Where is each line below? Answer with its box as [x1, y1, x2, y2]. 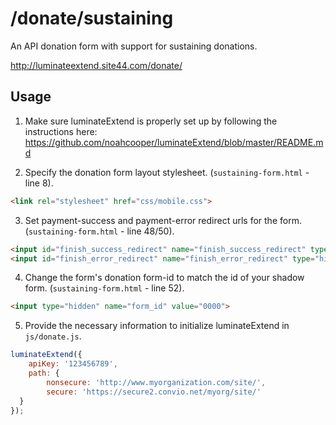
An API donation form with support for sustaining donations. [10, 40, 258, 52]
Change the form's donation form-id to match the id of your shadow [24, 272, 305, 284]
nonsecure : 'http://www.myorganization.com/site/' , [46, 377, 267, 387]
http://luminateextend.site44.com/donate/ [10, 59, 183, 71]
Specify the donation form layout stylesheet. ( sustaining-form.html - [24, 166, 310, 178]
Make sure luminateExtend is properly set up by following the [24, 115, 278, 127]
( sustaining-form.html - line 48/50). [24, 225, 175, 237]
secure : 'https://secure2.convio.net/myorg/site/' [46, 387, 262, 397]
